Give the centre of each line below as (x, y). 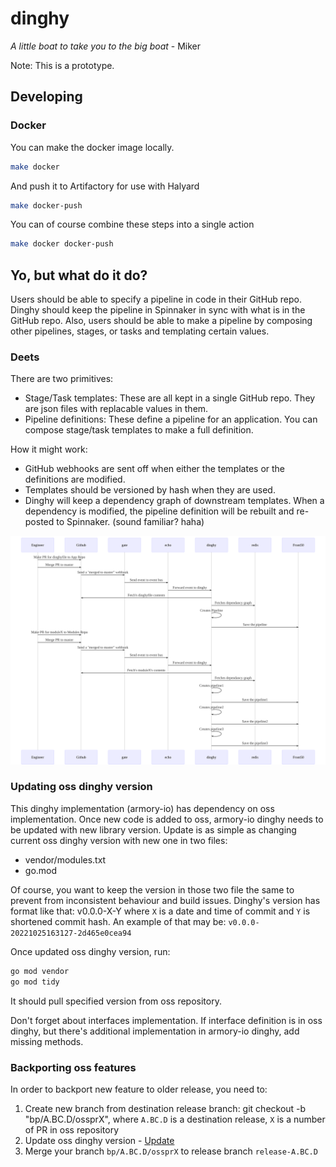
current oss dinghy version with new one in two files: (119, 840)
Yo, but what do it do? (79, 275)
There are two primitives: (62, 379)
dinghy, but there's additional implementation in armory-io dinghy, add (155, 1031)
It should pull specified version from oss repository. (116, 1001)
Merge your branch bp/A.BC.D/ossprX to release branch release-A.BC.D (171, 1151)
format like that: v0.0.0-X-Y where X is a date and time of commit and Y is (160, 911)
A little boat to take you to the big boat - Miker (105, 46)
